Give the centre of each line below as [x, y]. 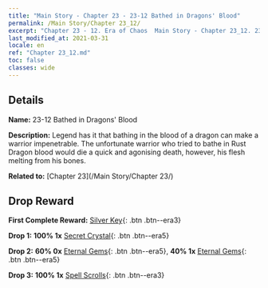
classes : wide [32, 68]
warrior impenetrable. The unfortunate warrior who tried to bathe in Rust [127, 143]
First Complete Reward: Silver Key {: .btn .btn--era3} [95, 220]
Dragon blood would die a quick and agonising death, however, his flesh [127, 152]
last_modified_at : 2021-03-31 [59, 38]
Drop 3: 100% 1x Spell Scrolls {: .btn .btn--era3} [87, 275]
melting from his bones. [47, 160]
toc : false [26, 61]
